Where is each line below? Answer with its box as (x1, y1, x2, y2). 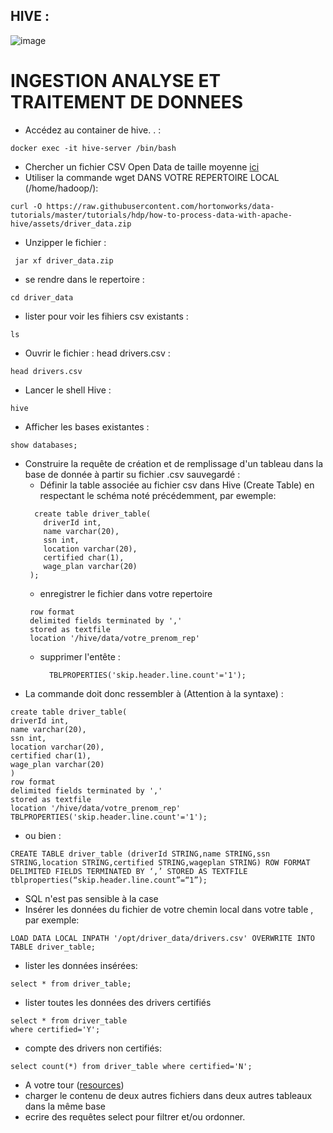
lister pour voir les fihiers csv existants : (24, 310, 189, 322)
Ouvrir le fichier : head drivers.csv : (24, 347, 171, 359)
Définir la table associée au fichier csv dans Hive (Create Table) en (39, 479, 315, 491)
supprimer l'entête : (39, 650, 121, 663)
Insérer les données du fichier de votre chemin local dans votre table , (24, 903, 314, 915)
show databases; (10, 440, 78, 450)
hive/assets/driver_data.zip (10, 219, 132, 229)
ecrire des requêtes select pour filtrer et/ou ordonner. (24, 1110, 246, 1123)
